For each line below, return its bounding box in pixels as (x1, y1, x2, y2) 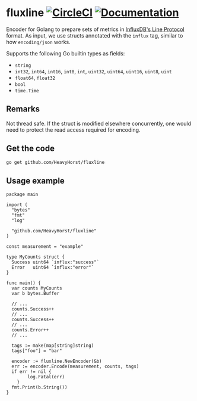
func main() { (6, 280, 42, 286)
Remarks (6, 104, 40, 114)
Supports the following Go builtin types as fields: (6, 49, 125, 57)
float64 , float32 (14, 74, 56, 81)
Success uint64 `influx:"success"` (11, 259, 100, 265)
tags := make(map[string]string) (11, 343, 94, 349)
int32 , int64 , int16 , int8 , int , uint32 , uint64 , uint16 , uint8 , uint (14, 67, 172, 74)
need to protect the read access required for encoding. (6, 126, 141, 133)
